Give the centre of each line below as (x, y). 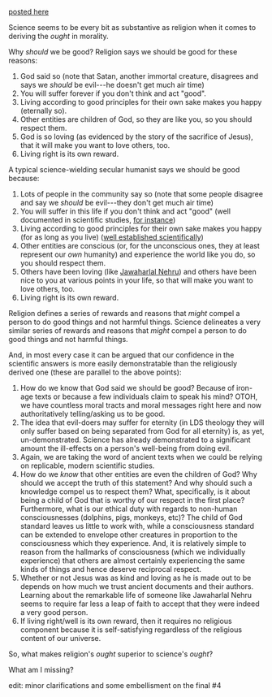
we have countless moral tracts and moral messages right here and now (141, 405)
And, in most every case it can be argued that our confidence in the (121, 355)
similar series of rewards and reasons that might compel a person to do (128, 331)
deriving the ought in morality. (58, 36)
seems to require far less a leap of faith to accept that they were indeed (140, 604)
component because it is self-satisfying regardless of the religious (131, 630)
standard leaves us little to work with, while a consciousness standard (137, 526)
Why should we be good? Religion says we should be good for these (123, 52)
